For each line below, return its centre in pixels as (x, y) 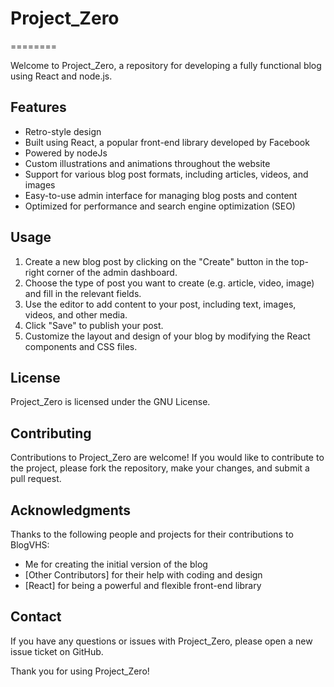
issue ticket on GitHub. (57, 651)
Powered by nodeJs (66, 153)
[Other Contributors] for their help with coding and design (143, 575)
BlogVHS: (30, 545)
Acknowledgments (71, 510)
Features (38, 107)
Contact (36, 617)
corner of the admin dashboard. (112, 272)
